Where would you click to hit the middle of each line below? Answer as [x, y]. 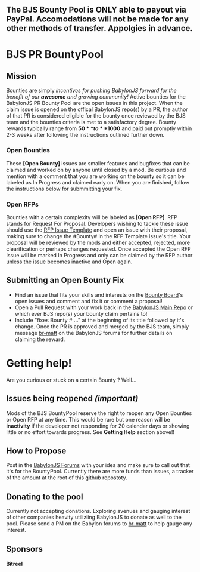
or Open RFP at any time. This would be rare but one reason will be [88, 419]
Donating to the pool [45, 496]
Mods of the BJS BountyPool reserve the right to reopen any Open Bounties [99, 413]
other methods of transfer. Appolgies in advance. [100, 28]
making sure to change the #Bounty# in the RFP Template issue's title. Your [99, 236]
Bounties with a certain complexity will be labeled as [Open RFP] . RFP [92, 217]
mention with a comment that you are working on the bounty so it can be [95, 176]
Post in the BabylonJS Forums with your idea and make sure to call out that [98, 465]
